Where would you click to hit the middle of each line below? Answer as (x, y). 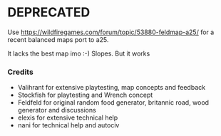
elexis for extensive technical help (68, 117)
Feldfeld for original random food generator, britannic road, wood (113, 103)
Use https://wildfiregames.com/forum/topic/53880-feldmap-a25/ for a (111, 32)
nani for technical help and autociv (68, 125)
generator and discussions (57, 110)
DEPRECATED (49, 12)
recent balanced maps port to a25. (58, 39)
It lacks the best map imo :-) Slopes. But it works (79, 53)
